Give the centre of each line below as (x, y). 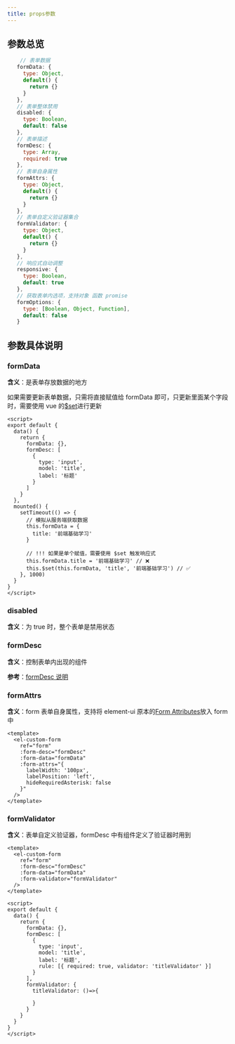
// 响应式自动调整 (40, 263)
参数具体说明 (35, 345)
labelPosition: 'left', (61, 776)
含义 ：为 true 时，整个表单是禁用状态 (61, 627)
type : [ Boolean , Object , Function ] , (76, 309)
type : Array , (42, 152)
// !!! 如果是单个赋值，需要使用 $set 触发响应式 (91, 554)
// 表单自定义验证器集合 (47, 217)
